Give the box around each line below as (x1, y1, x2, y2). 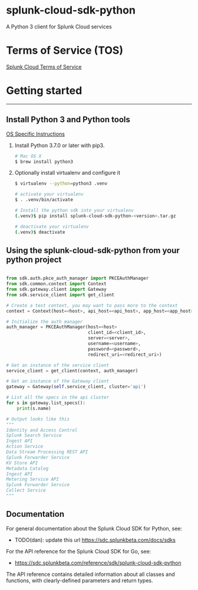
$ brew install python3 (14, 159, 74, 165)
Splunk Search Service (6, 432, 62, 438)
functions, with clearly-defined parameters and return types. (6, 576, 153, 584)
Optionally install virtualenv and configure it (14, 169, 121, 176)
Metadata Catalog (6, 466, 49, 471)
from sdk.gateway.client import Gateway (6, 287, 107, 293)
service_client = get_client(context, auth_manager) (6, 368, 138, 373)
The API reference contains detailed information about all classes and (6, 571, 175, 578)
